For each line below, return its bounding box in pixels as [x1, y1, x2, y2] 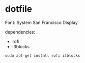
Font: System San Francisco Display [5, 20, 78, 25]
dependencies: [5, 29, 35, 35]
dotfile [5, 3, 32, 15]
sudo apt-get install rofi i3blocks [5, 53, 80, 58]
